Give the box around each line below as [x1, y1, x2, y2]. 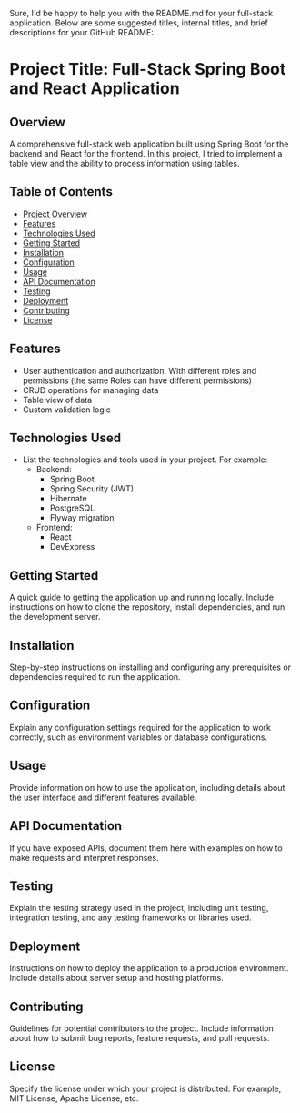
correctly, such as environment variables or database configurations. [9, 732, 268, 743]
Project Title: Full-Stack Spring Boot [9, 59, 286, 80]
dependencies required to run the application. [9, 672, 181, 683]
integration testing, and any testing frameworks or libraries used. [9, 912, 252, 923]
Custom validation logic [22, 404, 111, 415]
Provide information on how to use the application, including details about [9, 782, 285, 793]
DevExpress [49, 541, 95, 552]
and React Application [9, 78, 180, 99]
